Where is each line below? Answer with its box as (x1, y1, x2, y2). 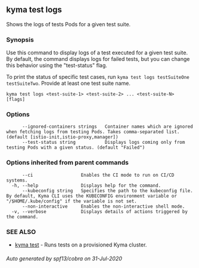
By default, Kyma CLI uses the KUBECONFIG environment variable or (6, 193, 178, 199)
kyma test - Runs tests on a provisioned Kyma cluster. (14, 241, 147, 248)
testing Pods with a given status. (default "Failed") (6, 144, 145, 151)
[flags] (6, 97, 26, 103)
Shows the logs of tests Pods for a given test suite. (6, 20, 131, 27)
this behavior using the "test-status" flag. (6, 62, 107, 69)
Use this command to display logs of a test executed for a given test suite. (6, 49, 188, 56)
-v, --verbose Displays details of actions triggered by (11, 208, 188, 214)
